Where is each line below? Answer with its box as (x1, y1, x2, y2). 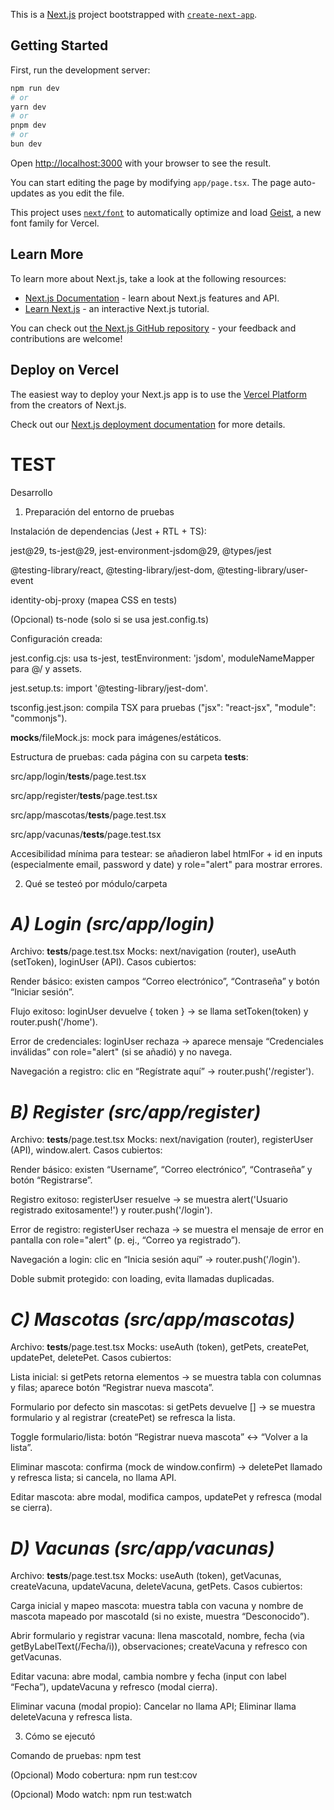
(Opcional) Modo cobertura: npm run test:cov (10, 1769, 198, 1781)
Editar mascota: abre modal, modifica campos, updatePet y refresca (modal (10, 1491, 322, 1503)
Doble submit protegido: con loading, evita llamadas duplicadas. (10, 1273, 275, 1285)
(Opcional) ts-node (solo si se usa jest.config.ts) (10, 613, 209, 625)
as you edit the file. (46, 187, 125, 199)
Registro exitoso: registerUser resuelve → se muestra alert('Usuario (10, 1194, 289, 1206)
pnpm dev (10, 120, 47, 131)
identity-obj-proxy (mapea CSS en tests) (10, 594, 178, 606)
